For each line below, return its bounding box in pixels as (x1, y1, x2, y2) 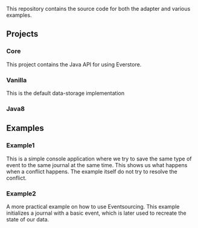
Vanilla (6, 75, 27, 84)
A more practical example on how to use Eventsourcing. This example (6, 203, 180, 210)
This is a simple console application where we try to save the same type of (6, 155, 192, 162)
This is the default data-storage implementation (6, 89, 125, 97)
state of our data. (6, 215, 49, 223)
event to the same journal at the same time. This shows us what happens (6, 161, 188, 168)
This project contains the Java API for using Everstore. (6, 60, 142, 68)
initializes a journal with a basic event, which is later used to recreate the (6, 209, 187, 217)
